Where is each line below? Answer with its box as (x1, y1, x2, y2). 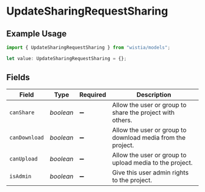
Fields (6, 72, 31, 83)
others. (112, 115, 132, 124)
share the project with (112, 108, 175, 117)
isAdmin (9, 173, 32, 180)
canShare (9, 109, 35, 116)
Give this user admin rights (112, 168, 189, 177)
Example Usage (6, 29, 67, 39)
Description (136, 90, 171, 98)
